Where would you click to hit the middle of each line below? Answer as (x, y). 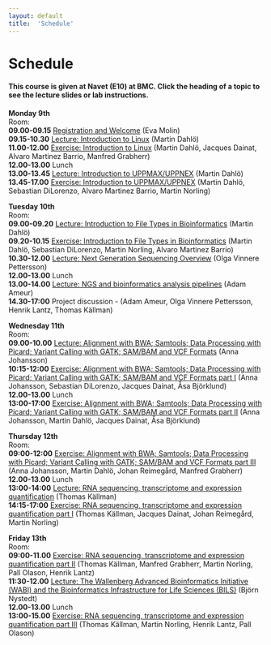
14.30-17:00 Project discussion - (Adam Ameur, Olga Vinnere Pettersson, (131, 301)
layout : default (36, 16)
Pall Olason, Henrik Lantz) (52, 572)
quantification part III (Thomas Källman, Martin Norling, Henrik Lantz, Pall (130, 624)
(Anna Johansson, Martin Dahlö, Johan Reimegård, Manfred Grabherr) (126, 471)
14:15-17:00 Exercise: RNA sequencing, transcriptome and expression (125, 505)
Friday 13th (28, 538)
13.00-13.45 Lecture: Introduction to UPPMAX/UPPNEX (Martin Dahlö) (126, 173)
